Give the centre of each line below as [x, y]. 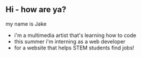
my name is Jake [26, 24]
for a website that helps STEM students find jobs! [74, 48]
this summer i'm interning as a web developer [70, 41]
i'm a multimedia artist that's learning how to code [75, 35]
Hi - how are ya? [36, 10]
